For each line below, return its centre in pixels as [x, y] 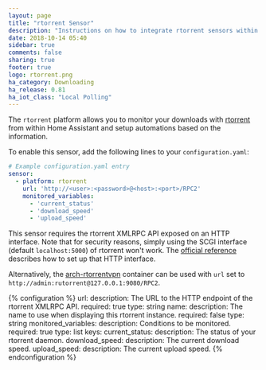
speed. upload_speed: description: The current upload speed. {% [115, 349]
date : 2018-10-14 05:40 [48, 38]
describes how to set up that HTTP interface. [82, 259]
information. [28, 137]
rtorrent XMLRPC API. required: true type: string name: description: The [125, 306]
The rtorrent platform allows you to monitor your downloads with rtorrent [129, 119]
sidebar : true [32, 45]
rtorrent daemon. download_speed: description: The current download [124, 341]
